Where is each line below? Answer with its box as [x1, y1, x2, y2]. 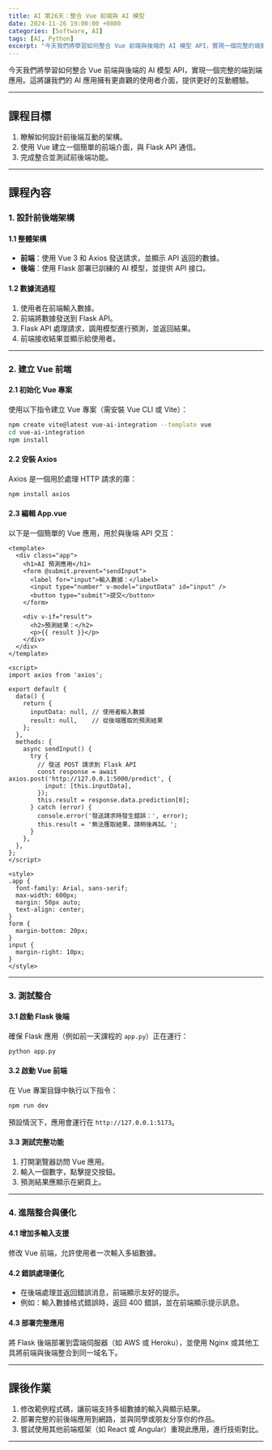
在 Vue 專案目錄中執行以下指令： [8, 1085, 118, 1095]
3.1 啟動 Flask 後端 [8, 1012, 70, 1021]
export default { [8, 685, 67, 693]
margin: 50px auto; [15, 898, 82, 906]
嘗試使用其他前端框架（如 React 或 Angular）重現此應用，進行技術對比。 [19, 1424, 263, 1435]
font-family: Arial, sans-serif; [15, 884, 129, 892]
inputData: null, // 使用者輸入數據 [29, 708, 146, 716]
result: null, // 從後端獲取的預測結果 [29, 716, 164, 725]
